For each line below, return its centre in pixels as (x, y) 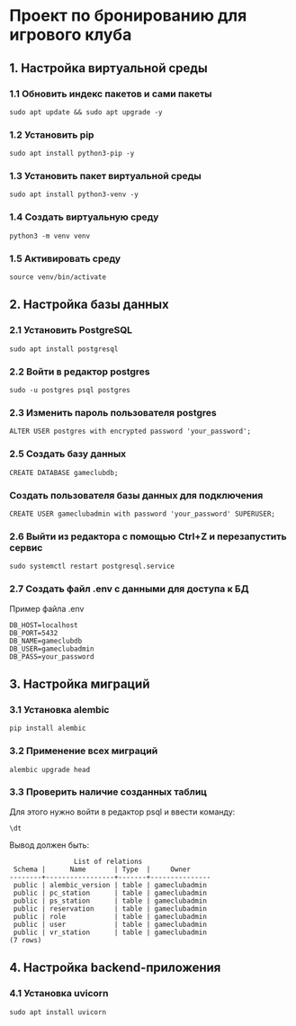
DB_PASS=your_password (52, 657)
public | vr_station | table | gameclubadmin (110, 932)
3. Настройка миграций (80, 684)
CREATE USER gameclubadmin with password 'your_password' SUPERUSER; (143, 514)
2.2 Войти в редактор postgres (80, 372)
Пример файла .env (47, 608)
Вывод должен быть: (49, 845)
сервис (26, 547)
